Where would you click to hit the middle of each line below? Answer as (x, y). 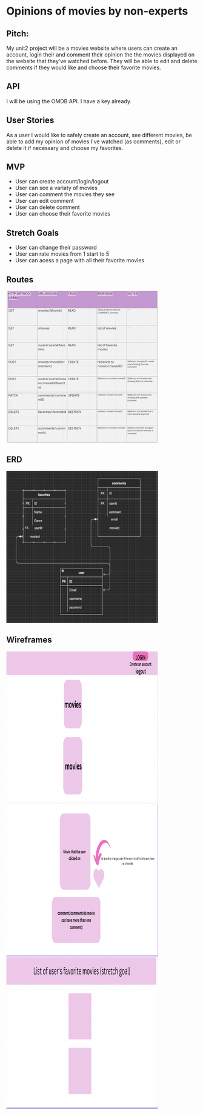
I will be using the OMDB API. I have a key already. (69, 101)
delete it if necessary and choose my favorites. (65, 148)
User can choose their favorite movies (63, 214)
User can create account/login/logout (62, 182)
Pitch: (18, 34)
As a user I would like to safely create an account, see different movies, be (99, 135)
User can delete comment (47, 207)
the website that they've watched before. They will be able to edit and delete (102, 61)
